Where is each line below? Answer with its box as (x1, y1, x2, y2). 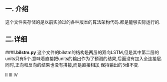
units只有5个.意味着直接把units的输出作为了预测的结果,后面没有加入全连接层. (5, 55, 163, 61)
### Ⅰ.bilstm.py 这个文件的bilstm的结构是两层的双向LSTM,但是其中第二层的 (5, 49, 160, 55)
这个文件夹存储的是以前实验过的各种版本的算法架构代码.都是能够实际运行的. (5, 19, 161, 25)
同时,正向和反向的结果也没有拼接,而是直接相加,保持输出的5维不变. (5, 61, 140, 67)
